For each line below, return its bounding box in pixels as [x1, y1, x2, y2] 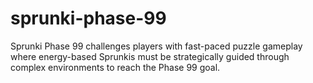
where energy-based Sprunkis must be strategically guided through [10, 50, 290, 62]
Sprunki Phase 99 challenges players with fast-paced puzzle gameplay [10, 40, 303, 52]
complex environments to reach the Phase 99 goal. [10, 61, 221, 73]
